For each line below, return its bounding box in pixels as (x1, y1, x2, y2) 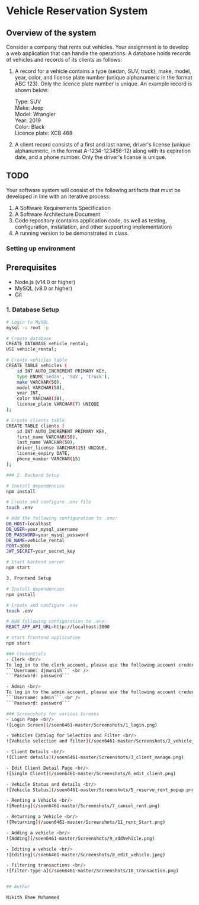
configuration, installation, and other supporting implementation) (14, 223, 172, 230)
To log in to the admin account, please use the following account (6, 689, 176, 695)
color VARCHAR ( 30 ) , (17, 396, 65, 401)
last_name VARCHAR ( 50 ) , (17, 439, 76, 445)
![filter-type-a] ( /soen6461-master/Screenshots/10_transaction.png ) (6, 868, 179, 874)
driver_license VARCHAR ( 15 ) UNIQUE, (17, 445, 108, 451)
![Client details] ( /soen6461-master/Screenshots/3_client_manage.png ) (6, 754, 184, 760)
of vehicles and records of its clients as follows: (6, 56, 123, 63)
